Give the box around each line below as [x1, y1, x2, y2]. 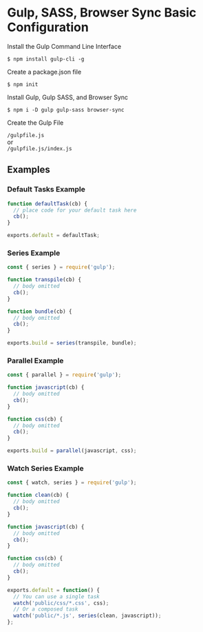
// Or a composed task [13, 606, 78, 613]
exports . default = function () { [7, 587, 100, 593]
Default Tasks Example [7, 185, 86, 194]
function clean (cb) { [7, 491, 70, 499]
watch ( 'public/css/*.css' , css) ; [13, 600, 109, 606]
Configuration [7, 19, 89, 35]
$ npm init [7, 81, 39, 88]
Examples [7, 164, 50, 176]
